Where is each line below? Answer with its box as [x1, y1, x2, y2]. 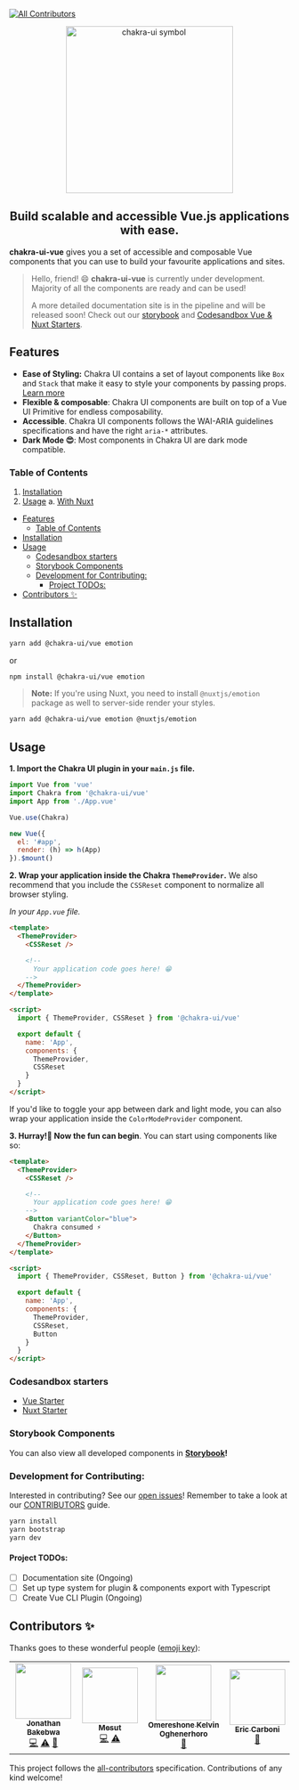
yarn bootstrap [9, 1525, 66, 1534]
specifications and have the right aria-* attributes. [21, 425, 208, 435]
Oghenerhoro [159, 1729, 208, 1739]
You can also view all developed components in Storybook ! [9, 1447, 229, 1458]
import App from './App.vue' [9, 797, 117, 806]
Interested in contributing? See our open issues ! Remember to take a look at [9, 1490, 287, 1501]
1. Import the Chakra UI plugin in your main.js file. [9, 763, 196, 774]
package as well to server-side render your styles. [30, 697, 216, 708]
